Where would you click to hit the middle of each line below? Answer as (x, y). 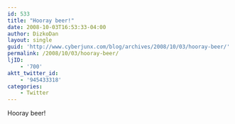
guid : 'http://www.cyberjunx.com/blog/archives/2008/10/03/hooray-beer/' (119, 47)
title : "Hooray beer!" (41, 21)
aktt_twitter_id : (33, 73)
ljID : (15, 60)
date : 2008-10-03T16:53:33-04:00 (57, 27)
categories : (25, 86)
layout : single (30, 40)
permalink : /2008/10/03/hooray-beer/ (63, 54)
